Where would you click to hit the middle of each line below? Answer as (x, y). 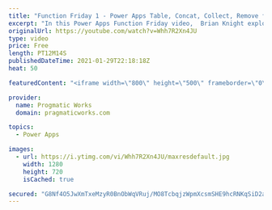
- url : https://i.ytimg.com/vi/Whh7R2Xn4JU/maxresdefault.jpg (123, 157)
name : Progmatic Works (54, 105)
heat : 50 (23, 69)
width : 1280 (43, 164)
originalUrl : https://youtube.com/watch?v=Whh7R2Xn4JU (103, 31)
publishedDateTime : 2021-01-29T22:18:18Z (79, 61)
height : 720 (43, 172)
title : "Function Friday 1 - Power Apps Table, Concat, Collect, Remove (134, 16)
